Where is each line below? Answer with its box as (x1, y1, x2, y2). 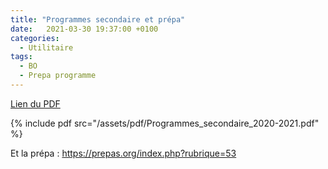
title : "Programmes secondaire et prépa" (10, 14, 186, 25)
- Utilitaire (19, 42, 74, 53)
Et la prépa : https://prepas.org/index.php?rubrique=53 (10, 147, 237, 159)
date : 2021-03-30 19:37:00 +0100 (10, 24, 159, 34)
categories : (10, 33, 60, 43)
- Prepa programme (19, 71, 97, 81)
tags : (10, 52, 33, 62)
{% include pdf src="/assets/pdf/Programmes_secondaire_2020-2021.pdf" (10, 117, 320, 129)
